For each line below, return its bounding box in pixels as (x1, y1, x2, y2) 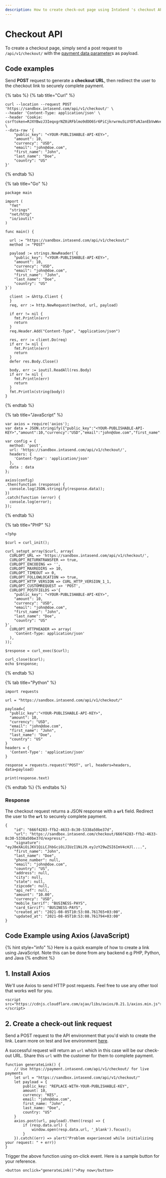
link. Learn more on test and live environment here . (5, 1038, 109, 1044)
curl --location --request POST (5, 102, 72, 107)
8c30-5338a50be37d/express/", (5, 836, 68, 841)
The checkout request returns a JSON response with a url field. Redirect (5, 808, 154, 814)
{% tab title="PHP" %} (5, 522, 51, 528)
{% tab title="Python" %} (5, 680, 57, 685)
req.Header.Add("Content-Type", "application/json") (9, 329, 121, 334)
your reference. (5, 1158, 37, 1165)
